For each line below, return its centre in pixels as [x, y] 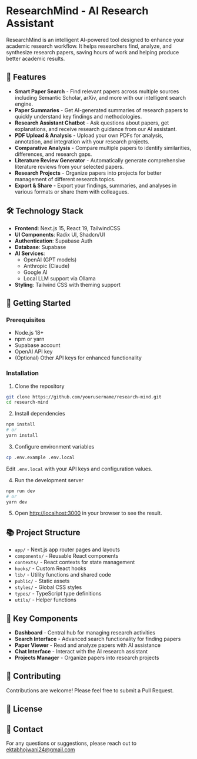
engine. [24, 104]
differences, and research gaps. [53, 154]
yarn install [22, 436]
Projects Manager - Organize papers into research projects [87, 658]
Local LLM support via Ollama [59, 278]
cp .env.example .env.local [41, 457]
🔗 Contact [25, 729]
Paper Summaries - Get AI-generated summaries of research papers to [101, 110]
